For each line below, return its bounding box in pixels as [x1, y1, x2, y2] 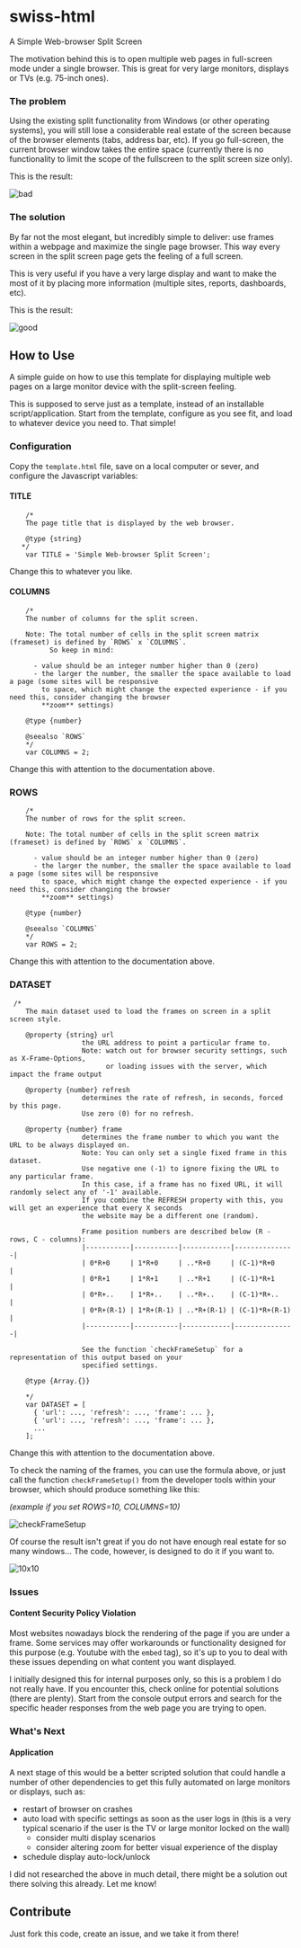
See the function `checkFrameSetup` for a [81, 1345, 243, 1354]
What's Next [9, 1724, 66, 1737]
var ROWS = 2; [25, 940, 78, 949]
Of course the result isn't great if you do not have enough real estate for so [9, 1535, 287, 1547]
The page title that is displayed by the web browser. [25, 519, 235, 528]
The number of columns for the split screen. [25, 614, 199, 624]
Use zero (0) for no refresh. [81, 1108, 195, 1118]
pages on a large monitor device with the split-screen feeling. [9, 381, 237, 392]
